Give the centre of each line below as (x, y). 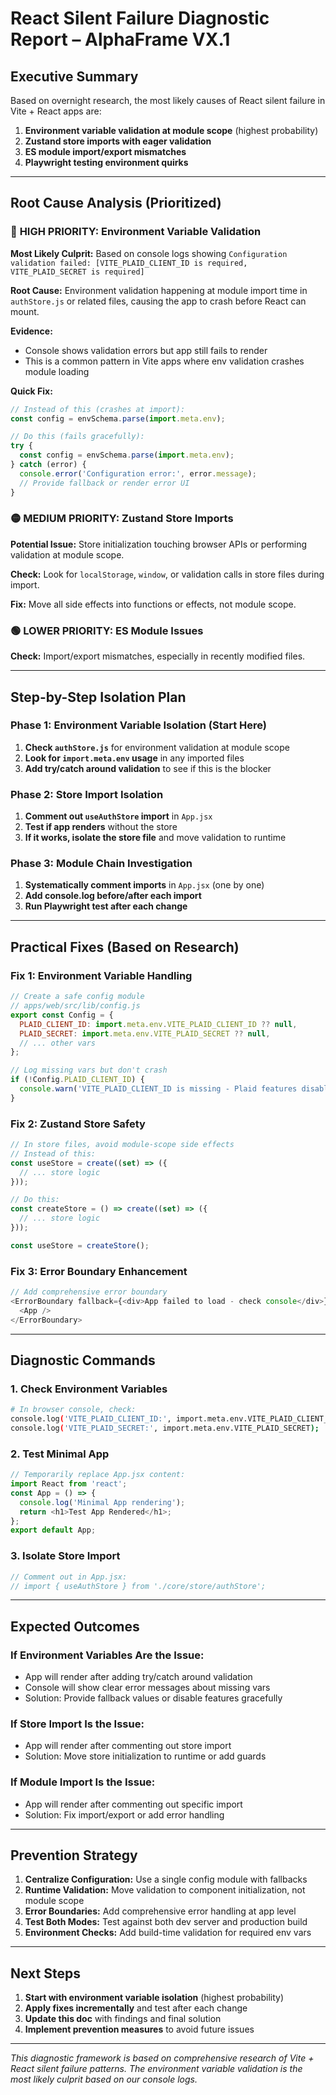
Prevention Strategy (74, 1855)
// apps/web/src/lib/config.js (75, 1006)
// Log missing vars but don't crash (89, 1070)
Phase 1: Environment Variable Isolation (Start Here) (138, 725)
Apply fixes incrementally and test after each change (136, 2008)
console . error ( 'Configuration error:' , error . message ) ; (138, 473)
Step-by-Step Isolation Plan (98, 697)
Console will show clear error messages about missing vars (147, 1688)
